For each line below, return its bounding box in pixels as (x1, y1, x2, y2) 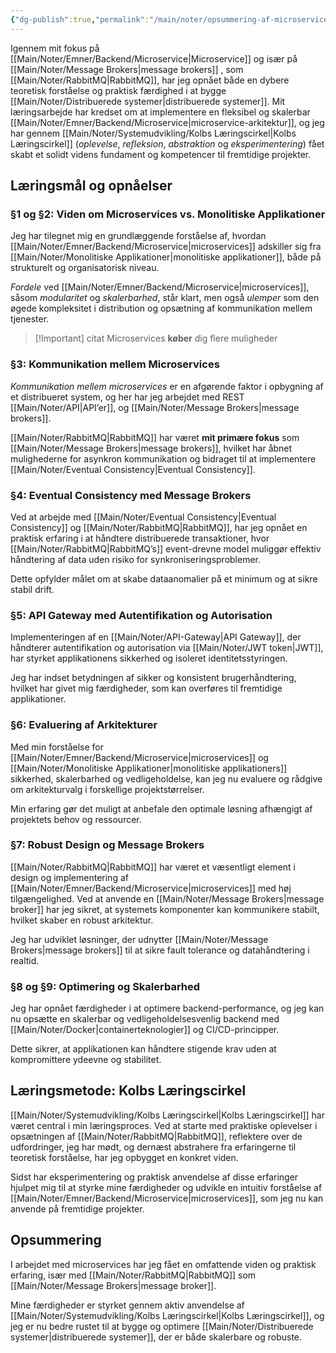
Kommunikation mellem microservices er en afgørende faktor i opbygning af (10, 380, 324, 392)
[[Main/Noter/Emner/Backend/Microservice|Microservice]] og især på (10, 52, 298, 65)
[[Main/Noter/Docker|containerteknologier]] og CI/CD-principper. (10, 1024, 280, 1036)
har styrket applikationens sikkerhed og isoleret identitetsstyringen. (10, 652, 288, 665)
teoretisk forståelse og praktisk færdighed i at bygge (10, 84, 227, 96)
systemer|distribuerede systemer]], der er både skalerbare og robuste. (10, 1331, 303, 1343)
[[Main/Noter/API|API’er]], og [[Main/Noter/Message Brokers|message (10, 401, 300, 413)
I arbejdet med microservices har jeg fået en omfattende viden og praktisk (10, 1258, 317, 1270)
